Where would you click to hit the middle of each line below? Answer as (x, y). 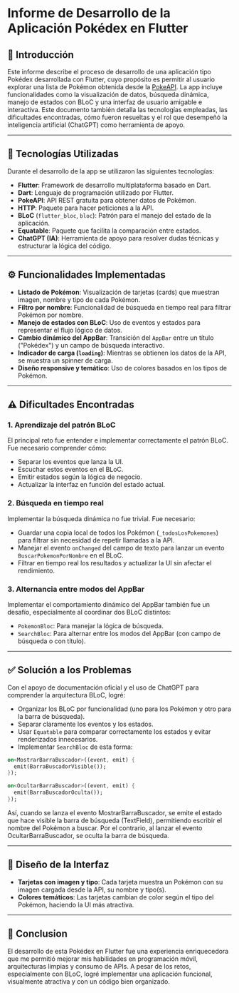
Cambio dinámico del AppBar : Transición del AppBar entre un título (116, 338)
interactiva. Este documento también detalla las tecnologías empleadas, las (117, 110)
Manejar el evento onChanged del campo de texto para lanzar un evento (121, 548)
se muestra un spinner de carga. (65, 360)
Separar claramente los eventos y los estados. (86, 724)
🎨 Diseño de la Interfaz (58, 865)
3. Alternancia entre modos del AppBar (76, 589)
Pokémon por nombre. (51, 315)
